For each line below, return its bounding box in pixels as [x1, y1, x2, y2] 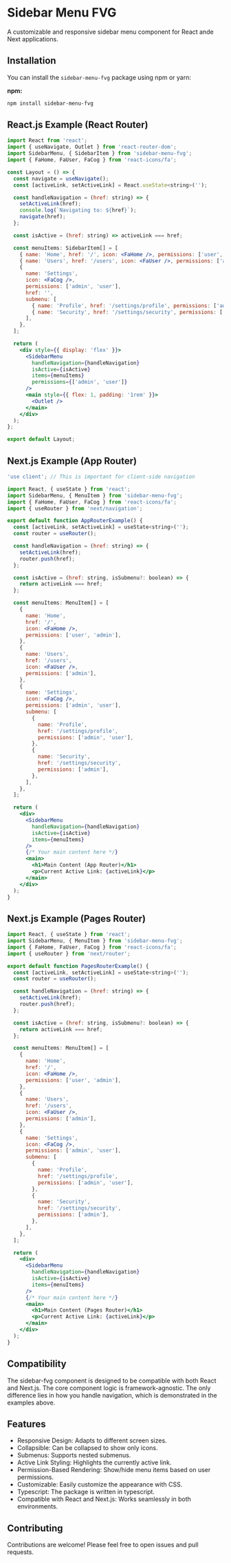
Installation [7, 55, 56, 67]
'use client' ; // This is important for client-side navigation [7, 473, 195, 480]
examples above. [7, 1398, 56, 1407]
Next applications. [7, 34, 58, 43]
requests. [7, 1548, 34, 1556]
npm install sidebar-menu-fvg [7, 100, 94, 107]
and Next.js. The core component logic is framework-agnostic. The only [7, 1383, 211, 1392]
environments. [16, 1502, 58, 1511]
